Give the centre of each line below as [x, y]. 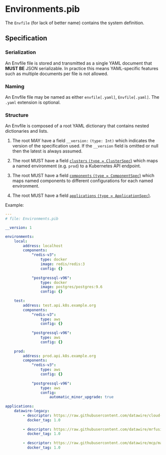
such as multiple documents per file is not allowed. [57, 74]
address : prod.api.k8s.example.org [60, 356]
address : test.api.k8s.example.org [60, 305]
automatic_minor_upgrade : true [81, 397]
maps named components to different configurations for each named [83, 181]
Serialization [21, 52]
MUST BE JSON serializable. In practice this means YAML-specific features [82, 68]
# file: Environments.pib [32, 219]
